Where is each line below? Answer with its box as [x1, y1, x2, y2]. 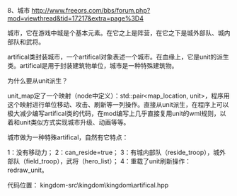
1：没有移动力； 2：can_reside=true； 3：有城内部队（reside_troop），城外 [7, 148, 226, 156]
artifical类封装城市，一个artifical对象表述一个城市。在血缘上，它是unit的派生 [7, 52, 230, 61]
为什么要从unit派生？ [7, 76, 69, 85]
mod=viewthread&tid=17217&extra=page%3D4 [7, 14, 144, 23]
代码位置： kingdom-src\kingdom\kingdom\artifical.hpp [7, 181, 169, 189]
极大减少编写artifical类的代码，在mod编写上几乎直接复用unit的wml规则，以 [7, 109, 226, 117]
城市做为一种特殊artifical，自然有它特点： [7, 133, 129, 142]
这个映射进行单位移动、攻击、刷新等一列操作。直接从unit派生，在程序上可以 [7, 100, 229, 108]
